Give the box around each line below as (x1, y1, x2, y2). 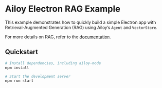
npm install (5, 65, 29, 70)
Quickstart (5, 48, 38, 56)
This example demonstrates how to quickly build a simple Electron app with (5, 19, 157, 25)
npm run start (5, 78, 34, 83)
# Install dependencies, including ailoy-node (5, 60, 101, 66)
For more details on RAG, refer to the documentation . (5, 34, 111, 40)
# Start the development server (5, 74, 71, 79)
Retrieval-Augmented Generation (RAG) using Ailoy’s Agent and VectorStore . (5, 24, 158, 30)
